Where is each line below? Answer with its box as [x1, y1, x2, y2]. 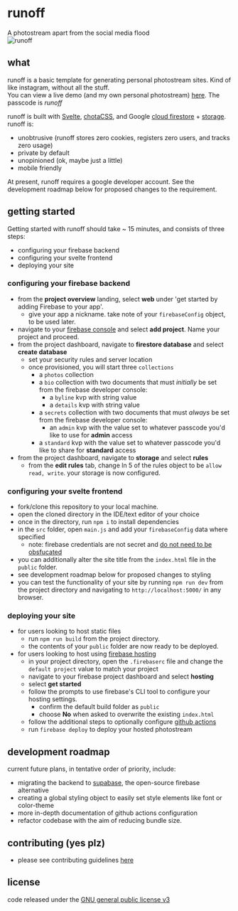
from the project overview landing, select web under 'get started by [17, 294, 218, 303]
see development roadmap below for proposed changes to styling [17, 570, 212, 579]
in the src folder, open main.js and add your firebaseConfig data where [17, 525, 229, 534]
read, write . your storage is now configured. [28, 468, 161, 477]
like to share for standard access [38, 446, 136, 454]
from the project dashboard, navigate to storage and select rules [17, 453, 209, 462]
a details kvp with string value [49, 400, 140, 409]
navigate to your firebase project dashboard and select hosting [28, 672, 215, 681]
